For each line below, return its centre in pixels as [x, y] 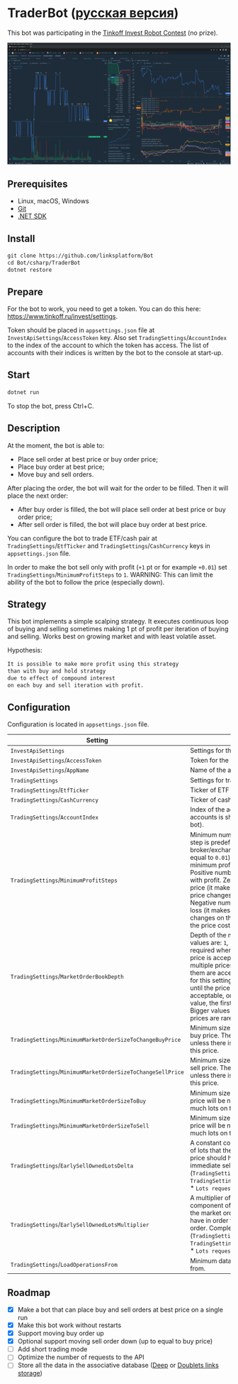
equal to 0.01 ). [211, 857]
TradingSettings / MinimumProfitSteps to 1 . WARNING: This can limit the [110, 574]
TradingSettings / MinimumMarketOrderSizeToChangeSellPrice [97, 1072]
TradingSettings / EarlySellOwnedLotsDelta [72, 1165]
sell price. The [211, 1068]
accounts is [207, 817]
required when [211, 950]
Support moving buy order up [61, 1334]
